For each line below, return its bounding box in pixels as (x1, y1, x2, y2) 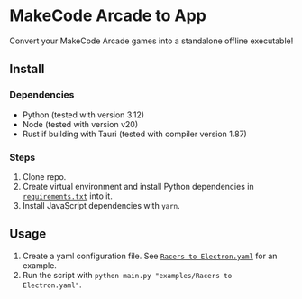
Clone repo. (22, 171, 67, 182)
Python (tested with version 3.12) (22, 109, 145, 120)
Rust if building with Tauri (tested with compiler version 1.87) (22, 128, 248, 139)
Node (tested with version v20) (22, 118, 139, 129)
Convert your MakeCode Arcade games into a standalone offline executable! (9, 35, 294, 46)
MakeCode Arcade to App (9, 5, 207, 26)
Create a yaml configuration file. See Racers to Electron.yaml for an (22, 250, 278, 261)
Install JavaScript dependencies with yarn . (22, 200, 180, 210)
